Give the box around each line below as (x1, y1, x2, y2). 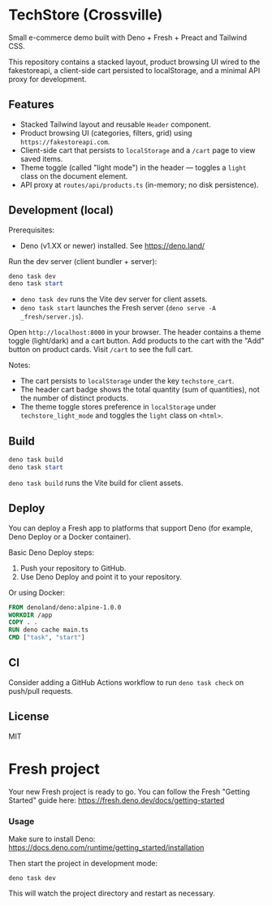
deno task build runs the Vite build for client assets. (8, 478, 183, 488)
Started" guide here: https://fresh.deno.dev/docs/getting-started (8, 795, 225, 805)
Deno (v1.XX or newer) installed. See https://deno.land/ (19, 241, 205, 250)
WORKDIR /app (8, 611, 53, 619)
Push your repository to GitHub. (19, 563, 127, 573)
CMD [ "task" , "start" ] (8, 634, 85, 642)
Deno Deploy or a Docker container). (8, 531, 132, 541)
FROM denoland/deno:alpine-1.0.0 (8, 603, 122, 611)
